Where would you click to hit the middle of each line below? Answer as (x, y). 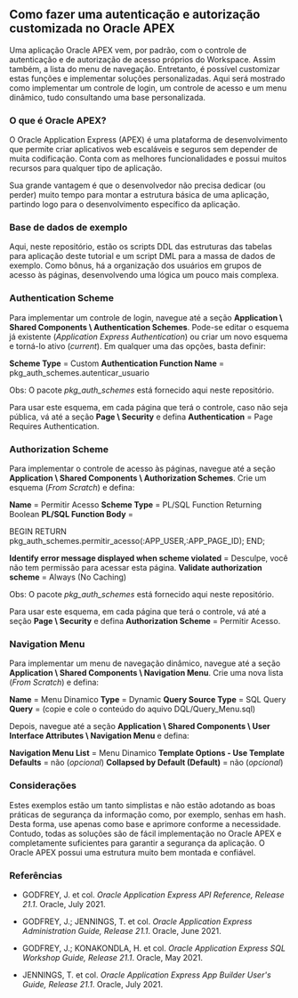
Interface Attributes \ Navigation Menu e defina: (99, 736)
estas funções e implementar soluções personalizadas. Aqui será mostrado (147, 78)
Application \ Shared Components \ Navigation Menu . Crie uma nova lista (146, 673)
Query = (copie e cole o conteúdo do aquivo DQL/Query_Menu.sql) (133, 709)
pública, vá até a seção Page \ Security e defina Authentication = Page (141, 417)
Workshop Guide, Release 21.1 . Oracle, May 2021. (112, 957)
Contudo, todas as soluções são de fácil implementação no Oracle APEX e (145, 833)
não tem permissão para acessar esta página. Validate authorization (136, 568)
